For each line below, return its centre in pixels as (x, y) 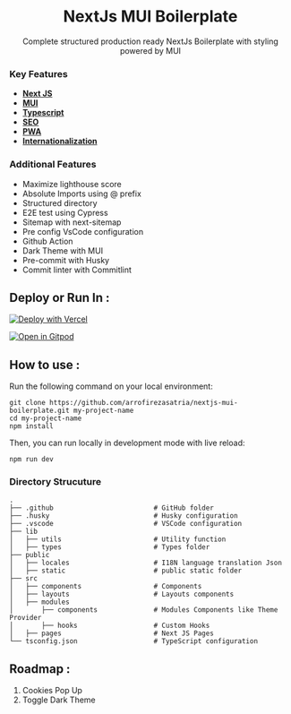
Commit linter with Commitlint (77, 270)
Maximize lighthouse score (72, 184)
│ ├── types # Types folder (110, 547)
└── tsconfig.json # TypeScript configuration (133, 641)
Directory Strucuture (55, 482)
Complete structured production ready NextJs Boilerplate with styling (150, 41)
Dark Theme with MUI (63, 250)
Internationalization (60, 142)
